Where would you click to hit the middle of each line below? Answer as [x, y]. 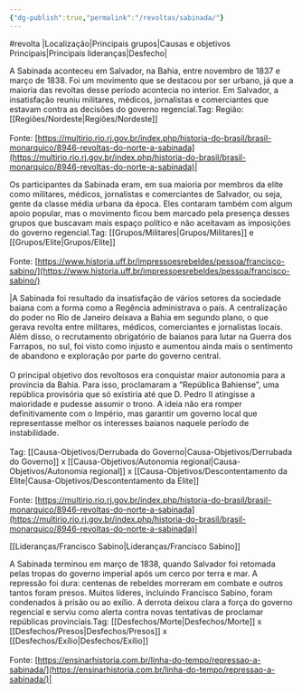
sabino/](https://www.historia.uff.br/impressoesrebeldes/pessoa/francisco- [150, 271]
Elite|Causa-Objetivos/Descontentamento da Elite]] [104, 480]
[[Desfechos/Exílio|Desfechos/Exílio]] [79, 641]
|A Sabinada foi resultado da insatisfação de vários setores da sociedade [146, 298]
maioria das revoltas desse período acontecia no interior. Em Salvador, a [144, 90]
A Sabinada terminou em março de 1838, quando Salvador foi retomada [142, 564]
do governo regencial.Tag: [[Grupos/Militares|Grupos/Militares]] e [132, 233]
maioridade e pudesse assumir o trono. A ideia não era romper [126, 403]
